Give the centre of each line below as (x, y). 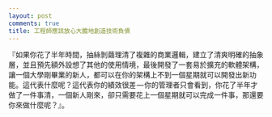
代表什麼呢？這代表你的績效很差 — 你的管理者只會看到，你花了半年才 (144, 85)
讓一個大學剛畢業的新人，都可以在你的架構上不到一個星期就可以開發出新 (129, 75)
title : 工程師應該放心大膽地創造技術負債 (70, 31)
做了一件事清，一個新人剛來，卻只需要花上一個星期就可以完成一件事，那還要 (136, 95)
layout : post (30, 16)
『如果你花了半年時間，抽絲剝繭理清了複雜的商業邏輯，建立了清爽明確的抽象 (136, 55)
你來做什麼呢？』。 (38, 105)
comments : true (34, 23)
